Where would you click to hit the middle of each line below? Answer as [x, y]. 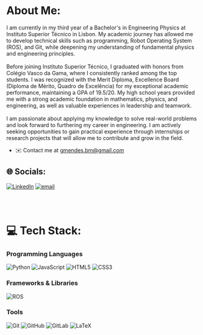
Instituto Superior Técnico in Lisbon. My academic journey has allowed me [100, 34]
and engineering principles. [41, 53]
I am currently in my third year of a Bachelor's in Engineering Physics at [96, 28]
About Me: [34, 11]
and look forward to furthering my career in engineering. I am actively [94, 125]
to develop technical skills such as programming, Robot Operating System [99, 40]
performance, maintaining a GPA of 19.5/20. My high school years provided [101, 92]
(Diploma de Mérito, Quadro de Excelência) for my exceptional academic [98, 86]
